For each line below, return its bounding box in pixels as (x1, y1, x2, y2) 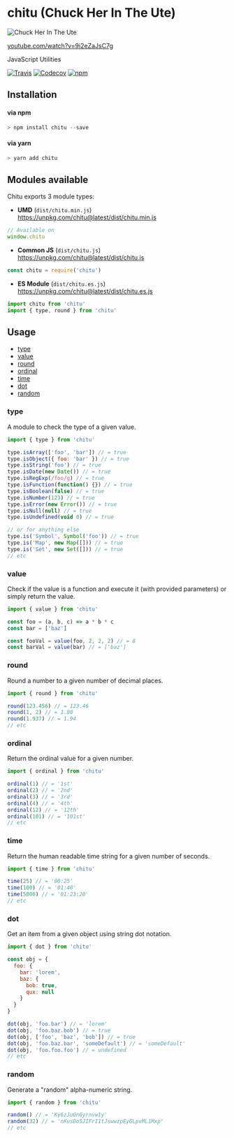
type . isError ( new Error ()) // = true (7, 501, 117, 508)
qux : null (25, 989, 54, 995)
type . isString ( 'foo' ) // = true (7, 462, 101, 469)
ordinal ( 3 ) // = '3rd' (7, 793, 73, 801)
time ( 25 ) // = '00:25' (7, 878, 73, 885)
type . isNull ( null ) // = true (7, 507, 92, 514)
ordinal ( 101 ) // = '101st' (7, 812, 86, 820)
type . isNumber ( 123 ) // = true (7, 494, 96, 501)
